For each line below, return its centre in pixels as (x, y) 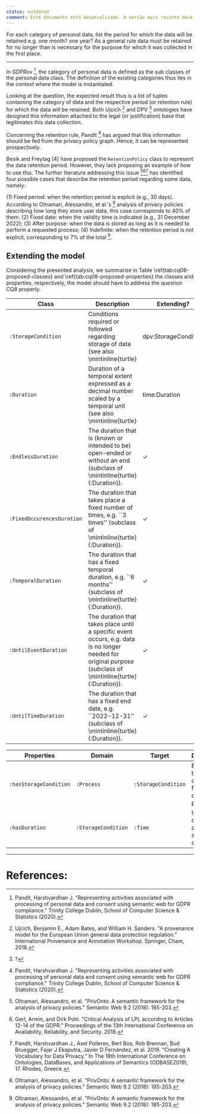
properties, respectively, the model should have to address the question (94, 283)
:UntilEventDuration (38, 650)
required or (104, 322)
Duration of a (107, 369)
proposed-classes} (30, 277)
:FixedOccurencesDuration (46, 519)
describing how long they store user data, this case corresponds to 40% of (98, 210)
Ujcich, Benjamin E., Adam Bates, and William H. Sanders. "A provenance (104, 928)
